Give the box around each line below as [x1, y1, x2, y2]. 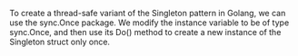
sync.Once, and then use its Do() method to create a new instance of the [9, 27, 282, 37]
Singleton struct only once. [9, 36, 111, 47]
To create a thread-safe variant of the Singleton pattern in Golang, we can [9, 8, 286, 18]
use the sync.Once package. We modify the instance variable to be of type [9, 17, 290, 28]
